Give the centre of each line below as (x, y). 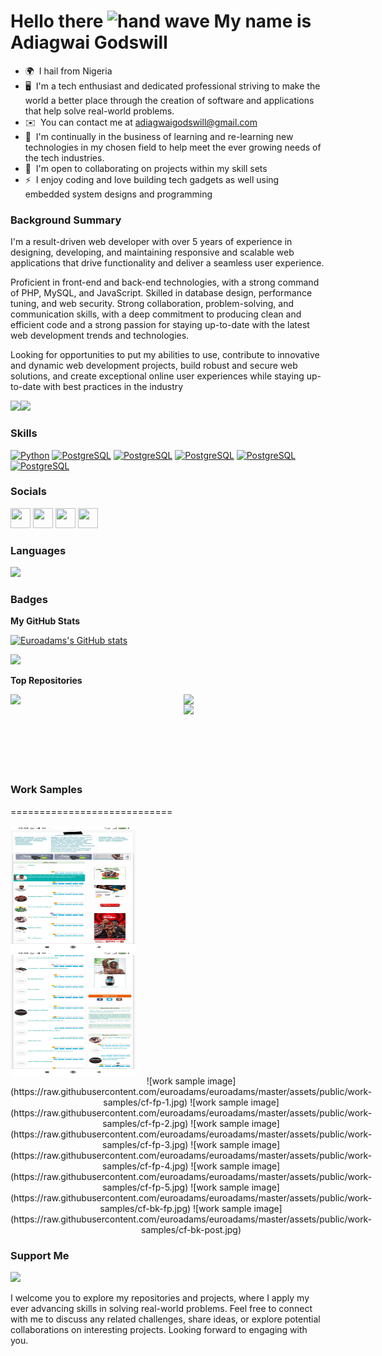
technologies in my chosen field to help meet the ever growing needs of (173, 147)
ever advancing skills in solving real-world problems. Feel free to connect (161, 1309)
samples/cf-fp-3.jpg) (145, 1144)
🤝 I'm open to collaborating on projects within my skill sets (146, 168)
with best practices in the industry (113, 387)
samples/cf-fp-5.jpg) (145, 1187)
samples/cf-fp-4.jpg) (145, 1166)
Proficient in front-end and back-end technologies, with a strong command (165, 282)
